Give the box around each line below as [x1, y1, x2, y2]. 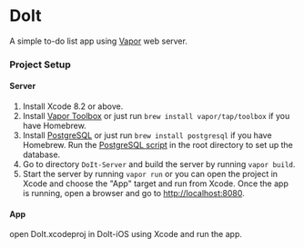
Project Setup [9, 58, 71, 71]
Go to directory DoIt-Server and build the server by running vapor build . [22, 159, 296, 170]
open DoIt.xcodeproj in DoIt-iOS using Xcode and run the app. [9, 229, 243, 240]
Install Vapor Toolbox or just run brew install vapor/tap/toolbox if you [22, 111, 290, 122]
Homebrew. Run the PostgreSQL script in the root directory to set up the [22, 140, 293, 151]
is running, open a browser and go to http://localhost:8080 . [22, 188, 245, 199]
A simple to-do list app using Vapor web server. [9, 35, 188, 46]
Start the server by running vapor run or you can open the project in [22, 169, 279, 180]
